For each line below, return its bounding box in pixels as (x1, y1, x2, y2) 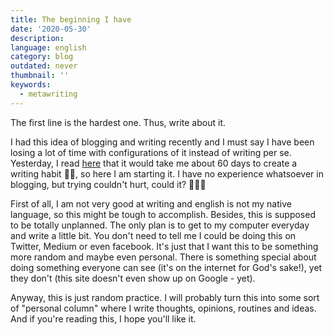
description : (10, 33, 65, 43)
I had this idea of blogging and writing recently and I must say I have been (10, 136, 315, 148)
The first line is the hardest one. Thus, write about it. (10, 116, 226, 128)
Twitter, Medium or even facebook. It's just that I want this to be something (10, 240, 319, 252)
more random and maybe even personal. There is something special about (10, 251, 317, 263)
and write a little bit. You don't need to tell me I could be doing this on (10, 229, 297, 241)
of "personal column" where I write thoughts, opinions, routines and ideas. (10, 302, 317, 314)
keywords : (10, 80, 52, 90)
